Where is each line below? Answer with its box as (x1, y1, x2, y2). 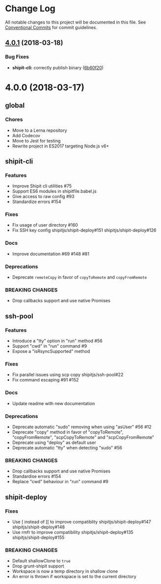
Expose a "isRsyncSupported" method (12, 349, 90, 354)
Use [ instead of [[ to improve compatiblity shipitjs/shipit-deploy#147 (12, 519, 151, 525)
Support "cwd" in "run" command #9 (12, 343, 87, 349)
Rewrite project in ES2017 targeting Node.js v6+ (12, 143, 109, 149)
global (5, 101, 25, 110)
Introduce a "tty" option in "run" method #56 (12, 338, 103, 344)
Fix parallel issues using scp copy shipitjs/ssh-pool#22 (12, 372, 124, 378)
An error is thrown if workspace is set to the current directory (12, 574, 136, 580)
